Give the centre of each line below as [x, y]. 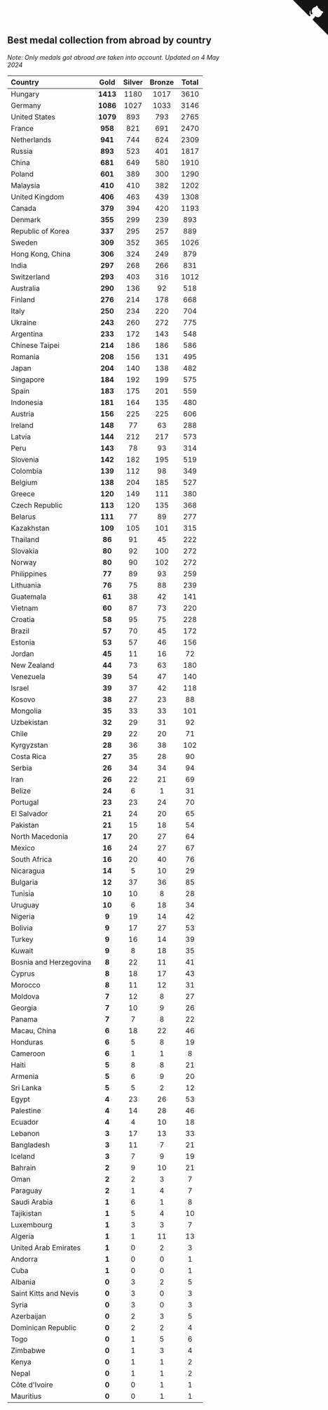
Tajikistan [26, 1213]
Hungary [25, 93]
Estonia [23, 642]
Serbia [22, 768]
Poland [22, 174]
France [22, 128]
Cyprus [23, 974]
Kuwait [22, 950]
